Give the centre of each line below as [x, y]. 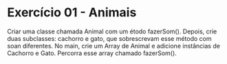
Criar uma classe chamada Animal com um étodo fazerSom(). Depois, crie [112, 31]
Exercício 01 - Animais [72, 13]
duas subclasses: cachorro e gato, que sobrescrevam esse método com [109, 38]
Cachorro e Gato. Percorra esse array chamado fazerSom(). [92, 53]
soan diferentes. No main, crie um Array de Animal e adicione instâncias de [113, 46]
